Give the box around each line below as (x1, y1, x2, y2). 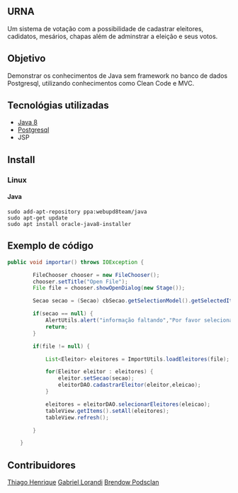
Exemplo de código (7, 240, 94, 252)
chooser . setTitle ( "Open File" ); (33, 278, 129, 285)
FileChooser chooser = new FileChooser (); (33, 271, 160, 278)
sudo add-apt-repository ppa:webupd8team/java (7, 208, 147, 215)
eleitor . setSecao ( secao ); (57, 375, 135, 382)
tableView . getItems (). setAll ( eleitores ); (45, 407, 170, 414)
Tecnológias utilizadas (7, 99, 109, 112)
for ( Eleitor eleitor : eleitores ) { (45, 368, 154, 375)
